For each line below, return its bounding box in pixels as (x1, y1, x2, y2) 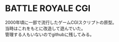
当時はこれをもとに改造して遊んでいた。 (5, 25, 86, 31)
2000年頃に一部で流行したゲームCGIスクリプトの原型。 (5, 19, 117, 25)
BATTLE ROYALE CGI (5, 3, 91, 14)
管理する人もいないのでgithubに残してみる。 (5, 31, 94, 37)
